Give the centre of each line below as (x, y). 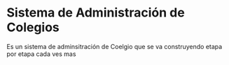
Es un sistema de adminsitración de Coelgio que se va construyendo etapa (114, 46)
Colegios (33, 27)
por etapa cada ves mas (41, 54)
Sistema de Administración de (96, 13)
